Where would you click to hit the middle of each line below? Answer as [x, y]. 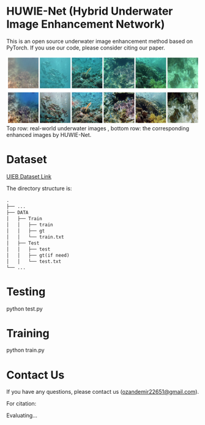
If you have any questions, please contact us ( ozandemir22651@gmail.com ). [103, 392]
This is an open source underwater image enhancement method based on [100, 41]
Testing [26, 291]
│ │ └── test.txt [34, 261]
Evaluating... [22, 416]
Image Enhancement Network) [86, 24]
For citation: [21, 404]
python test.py [24, 309]
